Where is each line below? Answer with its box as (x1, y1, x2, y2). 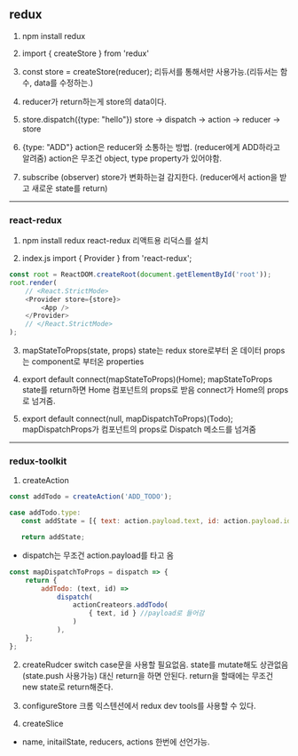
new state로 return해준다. (21, 681, 114, 692)
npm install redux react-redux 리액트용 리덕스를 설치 (21, 235, 209, 246)
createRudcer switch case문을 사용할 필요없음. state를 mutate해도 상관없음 (21, 659, 289, 670)
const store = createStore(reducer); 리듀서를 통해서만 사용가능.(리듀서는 (21, 66, 278, 76)
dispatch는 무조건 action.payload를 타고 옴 (21, 550, 175, 561)
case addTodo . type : (9, 508, 82, 518)
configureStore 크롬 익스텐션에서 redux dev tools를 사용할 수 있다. (21, 700, 256, 711)
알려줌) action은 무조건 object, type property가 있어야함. (21, 153, 223, 163)
